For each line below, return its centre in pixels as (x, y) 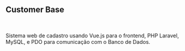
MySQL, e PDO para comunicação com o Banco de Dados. (78, 42)
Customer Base (35, 10)
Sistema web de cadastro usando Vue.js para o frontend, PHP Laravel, (92, 36)
